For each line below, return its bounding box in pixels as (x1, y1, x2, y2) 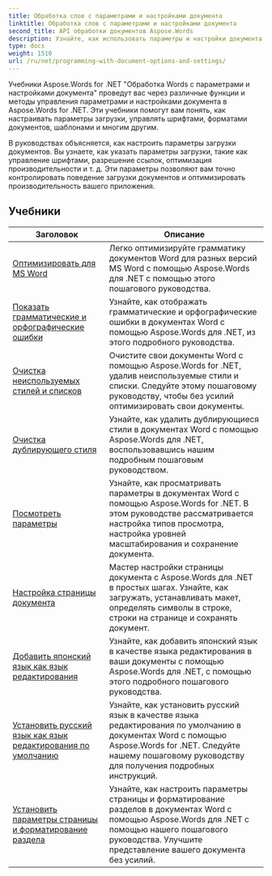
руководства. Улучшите (108, 834, 203, 845)
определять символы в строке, (108, 601, 232, 613)
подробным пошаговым (108, 454, 204, 465)
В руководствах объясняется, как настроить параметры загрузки (8, 138, 236, 147)
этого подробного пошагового (108, 676, 229, 687)
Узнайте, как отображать (108, 296, 208, 307)
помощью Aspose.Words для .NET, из (108, 326, 257, 337)
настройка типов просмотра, (108, 518, 224, 529)
